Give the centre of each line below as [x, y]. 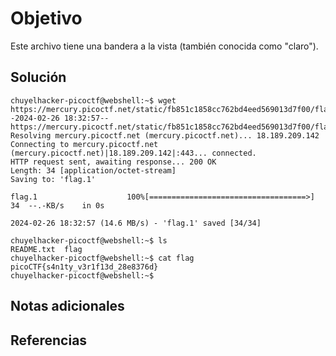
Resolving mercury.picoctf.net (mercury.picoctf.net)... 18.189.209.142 [165, 135]
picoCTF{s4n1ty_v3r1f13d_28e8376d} [84, 267]
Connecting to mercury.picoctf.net [84, 144]
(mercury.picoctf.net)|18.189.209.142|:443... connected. [133, 153]
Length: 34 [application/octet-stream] [93, 170]
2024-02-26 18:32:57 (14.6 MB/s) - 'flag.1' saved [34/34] [136, 223]
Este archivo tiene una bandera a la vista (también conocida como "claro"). [164, 46]
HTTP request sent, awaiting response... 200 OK [113, 162]
